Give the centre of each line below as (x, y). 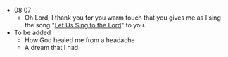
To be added (32, 32)
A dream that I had (51, 47)
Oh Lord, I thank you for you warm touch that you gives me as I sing (123, 18)
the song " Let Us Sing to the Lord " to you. (85, 25)
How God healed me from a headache (80, 40)
